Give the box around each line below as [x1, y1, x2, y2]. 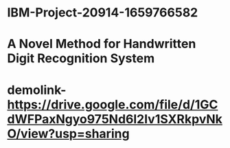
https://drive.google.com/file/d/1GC [7, 97, 218, 112]
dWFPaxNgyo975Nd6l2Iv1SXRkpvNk [7, 111, 223, 127]
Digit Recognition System [7, 51, 155, 66]
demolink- [7, 82, 67, 97]
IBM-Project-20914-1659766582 [7, 5, 198, 21]
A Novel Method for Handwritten [7, 36, 196, 52]
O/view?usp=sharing [7, 125, 130, 141]
